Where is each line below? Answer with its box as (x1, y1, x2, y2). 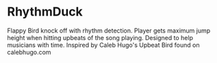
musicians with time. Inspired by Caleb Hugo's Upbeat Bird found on (7, 41, 200, 49)
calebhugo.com (7, 48, 51, 56)
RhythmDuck (7, 4, 84, 20)
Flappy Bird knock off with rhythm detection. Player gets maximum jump (7, 26, 211, 35)
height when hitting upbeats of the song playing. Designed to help (7, 33, 194, 41)
